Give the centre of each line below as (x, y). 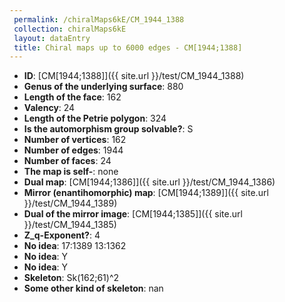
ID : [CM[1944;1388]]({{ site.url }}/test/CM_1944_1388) (134, 76)
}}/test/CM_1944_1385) (70, 225)
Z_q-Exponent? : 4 (62, 235)
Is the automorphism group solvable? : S (108, 129)
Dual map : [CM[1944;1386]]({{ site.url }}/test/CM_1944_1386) (149, 182)
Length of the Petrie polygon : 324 (95, 118)
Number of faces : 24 (67, 161)
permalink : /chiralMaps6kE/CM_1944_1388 (99, 19)
